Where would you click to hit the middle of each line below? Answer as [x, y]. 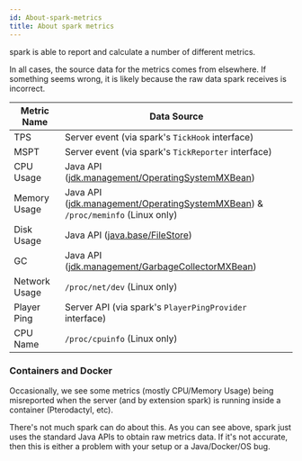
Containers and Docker [61, 371]
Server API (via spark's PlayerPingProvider [155, 307]
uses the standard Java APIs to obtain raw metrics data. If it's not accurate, [149, 437]
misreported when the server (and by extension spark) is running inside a [145, 400]
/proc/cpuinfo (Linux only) [121, 339]
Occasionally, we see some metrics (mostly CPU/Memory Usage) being [142, 390]
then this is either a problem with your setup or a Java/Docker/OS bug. [140, 446]
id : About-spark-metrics [56, 18]
